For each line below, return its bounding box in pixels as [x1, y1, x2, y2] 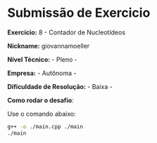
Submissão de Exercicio [7, 5, 151, 21]
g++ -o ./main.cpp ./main [7, 123, 83, 130]
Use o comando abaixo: [7, 109, 76, 118]
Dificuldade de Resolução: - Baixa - [7, 82, 113, 90]
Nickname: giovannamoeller [7, 41, 90, 50]
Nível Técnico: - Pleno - [7, 55, 77, 64]
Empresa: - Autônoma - [7, 69, 77, 77]
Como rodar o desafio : [7, 96, 74, 104]
